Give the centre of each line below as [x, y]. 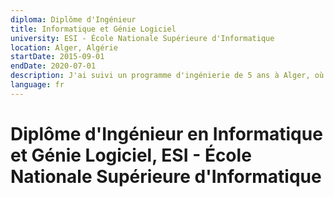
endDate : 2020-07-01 [53, 66]
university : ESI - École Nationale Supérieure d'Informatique [142, 38]
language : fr [37, 85]
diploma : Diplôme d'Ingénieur [73, 19]
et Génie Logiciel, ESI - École [131, 155]
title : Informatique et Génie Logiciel [93, 29]
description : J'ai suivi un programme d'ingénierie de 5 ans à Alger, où [167, 76]
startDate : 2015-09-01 [57, 57]
